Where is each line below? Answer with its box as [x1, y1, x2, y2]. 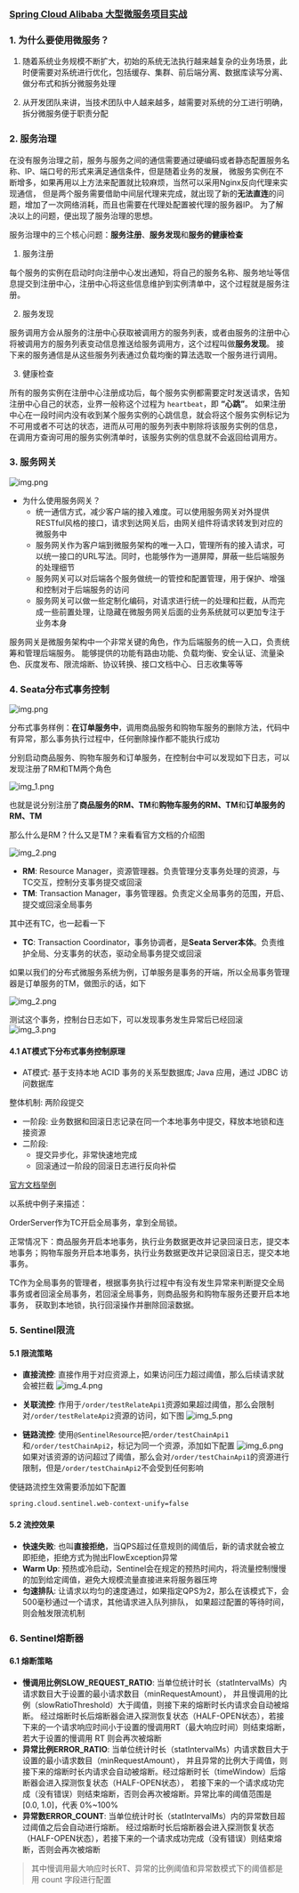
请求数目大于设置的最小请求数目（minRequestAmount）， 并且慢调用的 [21, 1688, 280, 1699]
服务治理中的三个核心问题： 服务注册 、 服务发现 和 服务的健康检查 [9, 229, 243, 239]
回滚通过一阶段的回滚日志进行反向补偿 [35, 1161, 176, 1171]
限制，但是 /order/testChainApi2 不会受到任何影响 [21, 1462, 204, 1474]
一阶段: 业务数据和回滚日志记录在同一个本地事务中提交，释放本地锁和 [21, 1116, 277, 1127]
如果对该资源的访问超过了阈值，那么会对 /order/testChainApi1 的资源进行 [21, 1452, 289, 1462]
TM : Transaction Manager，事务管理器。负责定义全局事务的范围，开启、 [21, 888, 289, 899]
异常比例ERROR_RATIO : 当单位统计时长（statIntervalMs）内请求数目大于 [21, 1743, 289, 1754]
